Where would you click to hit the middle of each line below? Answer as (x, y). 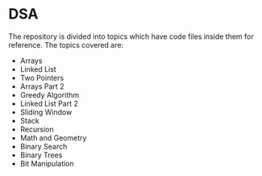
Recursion (37, 129)
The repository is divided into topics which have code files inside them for (131, 36)
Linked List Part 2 (49, 103)
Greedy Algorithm (50, 94)
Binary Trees (41, 155)
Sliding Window (46, 112)
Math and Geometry (53, 137)
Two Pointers (42, 78)
